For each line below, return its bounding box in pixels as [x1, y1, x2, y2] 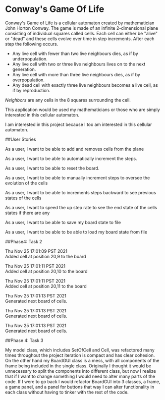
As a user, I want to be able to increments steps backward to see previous [5, 189, 156, 195]
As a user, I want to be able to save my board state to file [5, 219, 121, 225]
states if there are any [5, 210, 50, 216]
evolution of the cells [5, 180, 48, 186]
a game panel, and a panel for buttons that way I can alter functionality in [5, 384, 155, 390]
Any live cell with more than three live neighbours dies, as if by [12, 71, 140, 77]
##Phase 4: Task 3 [5, 337, 44, 343]
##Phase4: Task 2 [5, 238, 42, 244]
